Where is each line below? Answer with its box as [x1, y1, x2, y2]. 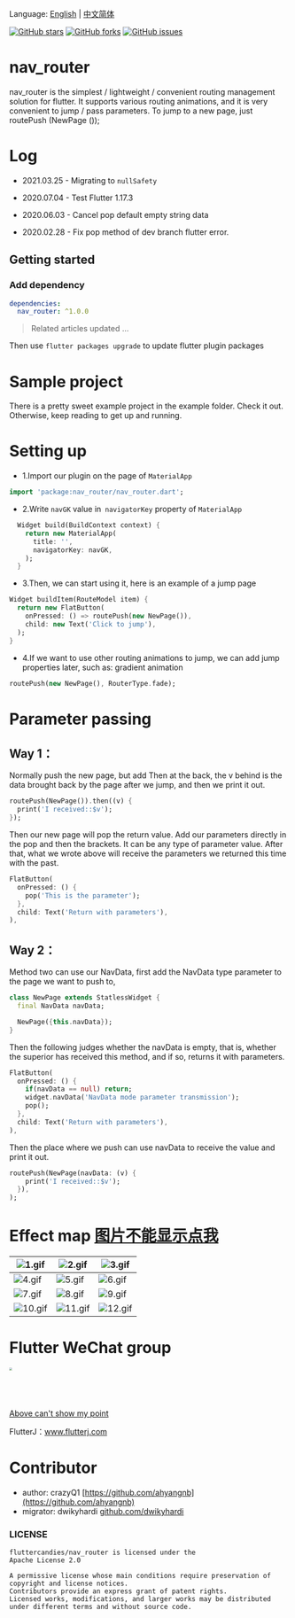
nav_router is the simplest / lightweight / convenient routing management [9, 86, 276, 97]
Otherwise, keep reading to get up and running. [9, 410, 182, 421]
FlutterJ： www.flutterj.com [9, 1427, 108, 1436]
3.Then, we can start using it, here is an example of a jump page [21, 578, 257, 588]
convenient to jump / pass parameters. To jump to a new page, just [9, 105, 253, 116]
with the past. [9, 858, 59, 868]
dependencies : [9, 299, 62, 308]
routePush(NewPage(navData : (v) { [9, 1169, 137, 1178]
